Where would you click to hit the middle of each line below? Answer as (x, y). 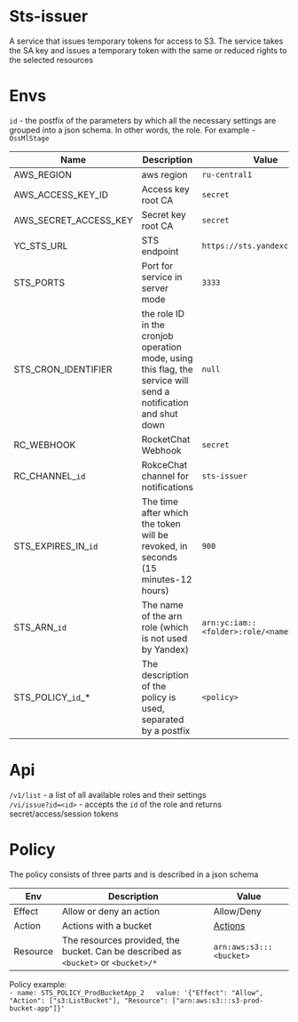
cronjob (157, 335)
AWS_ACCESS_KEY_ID (61, 195)
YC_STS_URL (41, 245)
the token (161, 524)
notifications (167, 487)
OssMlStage (29, 138)
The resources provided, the (121, 940)
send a (156, 391)
